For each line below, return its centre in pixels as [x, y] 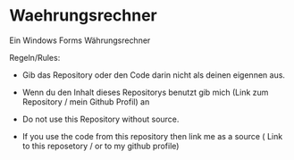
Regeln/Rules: [35, 57]
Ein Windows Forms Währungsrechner [80, 40]
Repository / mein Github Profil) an [86, 101]
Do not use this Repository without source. [101, 119]
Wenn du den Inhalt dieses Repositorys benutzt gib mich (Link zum [145, 92]
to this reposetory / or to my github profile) [101, 146]
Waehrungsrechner [84, 16]
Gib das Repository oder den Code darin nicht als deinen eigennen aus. [154, 75]
